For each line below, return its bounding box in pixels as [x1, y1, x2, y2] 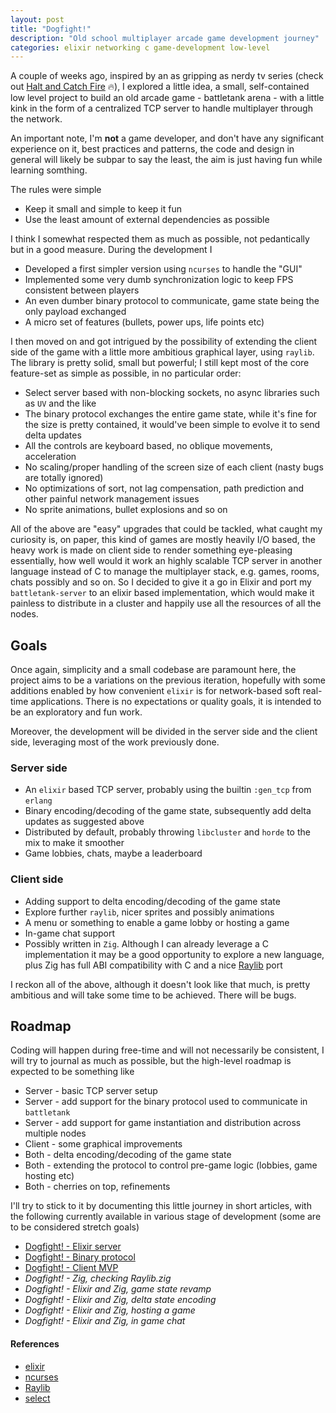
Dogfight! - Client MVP [24, 1262, 119, 1274]
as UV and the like [24, 397, 97, 410]
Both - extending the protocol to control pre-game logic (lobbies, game [24, 1159, 318, 1171]
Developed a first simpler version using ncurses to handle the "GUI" [24, 263, 303, 275]
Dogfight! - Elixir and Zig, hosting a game [24, 1304, 196, 1316]
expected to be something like [10, 1066, 135, 1078]
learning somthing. [10, 164, 88, 176]
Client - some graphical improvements [24, 1138, 183, 1150]
